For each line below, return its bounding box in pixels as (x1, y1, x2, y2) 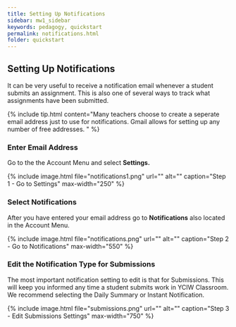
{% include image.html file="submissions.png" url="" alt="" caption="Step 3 (7, 304, 230, 312)
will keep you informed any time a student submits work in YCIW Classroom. (7, 283, 229, 291)
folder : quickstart (7, 37, 65, 44)
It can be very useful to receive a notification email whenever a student (7, 81, 213, 90)
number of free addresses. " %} (7, 125, 100, 133)
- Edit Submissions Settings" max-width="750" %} (7, 311, 154, 320)
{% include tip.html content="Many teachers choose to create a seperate (7, 110, 220, 118)
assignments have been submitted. (7, 96, 109, 104)
